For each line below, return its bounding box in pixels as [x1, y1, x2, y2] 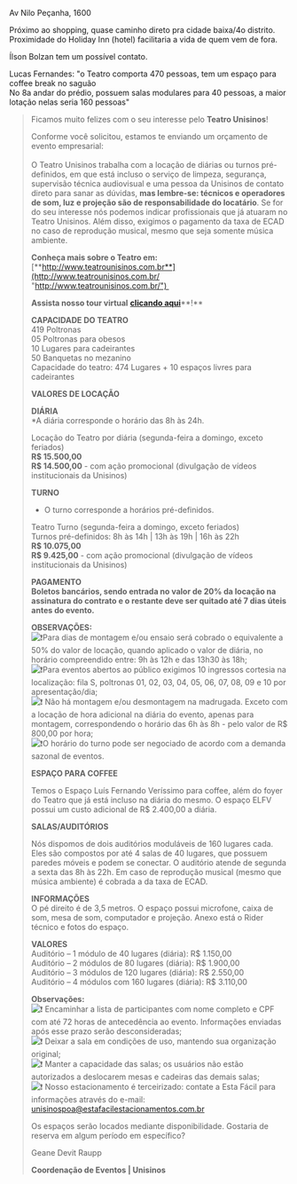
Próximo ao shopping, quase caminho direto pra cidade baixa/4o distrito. [9, 25, 276, 35]
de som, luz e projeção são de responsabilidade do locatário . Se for [30, 197, 284, 208]
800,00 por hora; [30, 728, 94, 738]
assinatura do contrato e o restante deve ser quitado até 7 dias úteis [30, 596, 286, 606]
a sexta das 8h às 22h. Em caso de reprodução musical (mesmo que [30, 867, 282, 877]
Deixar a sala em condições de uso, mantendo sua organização [44, 1036, 277, 1046]
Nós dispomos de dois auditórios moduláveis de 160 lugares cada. [30, 839, 274, 849]
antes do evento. [30, 605, 95, 615]
